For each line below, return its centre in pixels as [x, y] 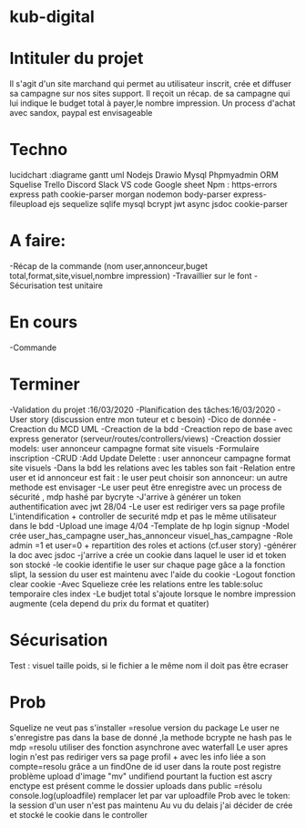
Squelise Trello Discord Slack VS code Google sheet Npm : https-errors [143, 185]
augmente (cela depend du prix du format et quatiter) [109, 603]
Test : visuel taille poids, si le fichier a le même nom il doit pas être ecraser [149, 665]
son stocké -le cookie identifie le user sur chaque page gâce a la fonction [147, 564]
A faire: [38, 241]
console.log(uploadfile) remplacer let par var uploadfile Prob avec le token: [150, 795]
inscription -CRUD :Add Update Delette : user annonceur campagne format [150, 458]
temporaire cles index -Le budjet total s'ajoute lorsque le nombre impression [153, 594]
